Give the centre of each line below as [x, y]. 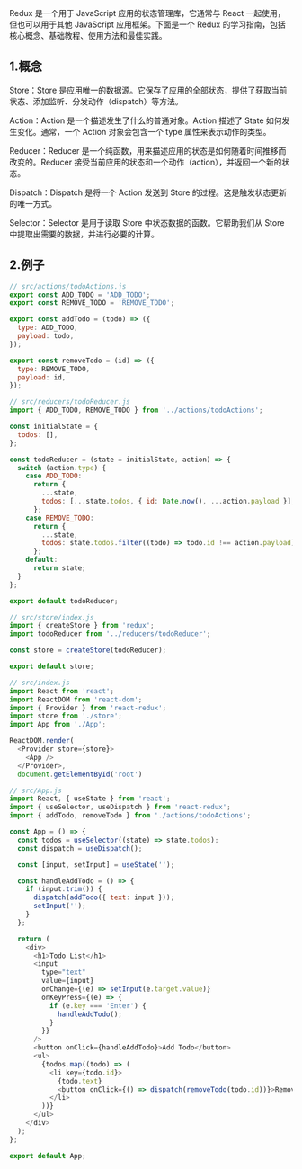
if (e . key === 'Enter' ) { [98, 1005]
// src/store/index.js [52, 617]
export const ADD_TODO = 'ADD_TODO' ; [80, 295]
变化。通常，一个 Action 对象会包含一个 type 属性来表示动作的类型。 [144, 131]
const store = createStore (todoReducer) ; [88, 650]
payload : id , [42, 377]
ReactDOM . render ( [42, 741]
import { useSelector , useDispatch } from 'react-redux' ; [120, 808]
